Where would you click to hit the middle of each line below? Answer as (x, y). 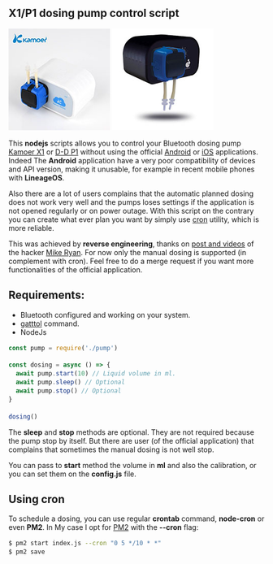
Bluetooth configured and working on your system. (105, 315)
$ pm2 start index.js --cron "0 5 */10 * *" (85, 544)
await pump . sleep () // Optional (71, 382)
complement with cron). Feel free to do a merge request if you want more (131, 261)
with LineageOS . (37, 177)
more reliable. (31, 228)
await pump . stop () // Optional (69, 391)
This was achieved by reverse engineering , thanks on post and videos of (131, 244)
